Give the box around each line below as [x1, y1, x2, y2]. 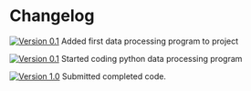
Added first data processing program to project [60, 35, 239, 46]
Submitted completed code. [61, 70, 167, 82]
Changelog [9, 5, 95, 26]
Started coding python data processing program [60, 53, 243, 64]
